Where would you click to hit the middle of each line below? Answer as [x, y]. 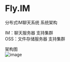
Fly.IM [17, 8]
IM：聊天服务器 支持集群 [29, 32]
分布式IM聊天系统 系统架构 [31, 22]
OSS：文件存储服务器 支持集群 [35, 39]
